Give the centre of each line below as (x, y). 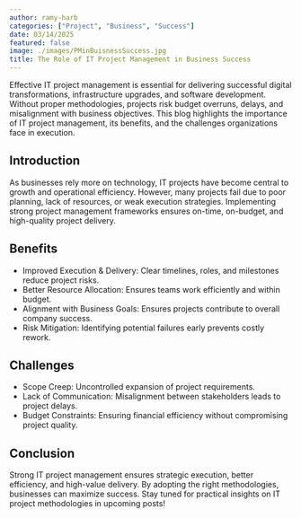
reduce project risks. (61, 280)
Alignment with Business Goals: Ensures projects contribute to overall (151, 308)
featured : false (40, 43)
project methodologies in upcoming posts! (88, 504)
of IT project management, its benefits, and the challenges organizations (144, 123)
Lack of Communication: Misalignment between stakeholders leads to (151, 397)
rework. (36, 337)
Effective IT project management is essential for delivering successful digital (150, 85)
